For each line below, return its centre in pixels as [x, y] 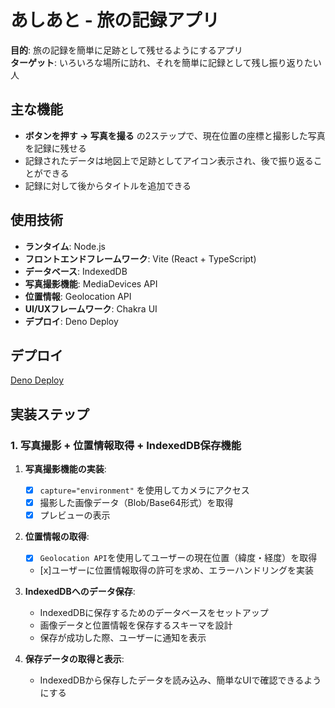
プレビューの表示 [75, 515]
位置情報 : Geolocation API [78, 296]
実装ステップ [50, 414]
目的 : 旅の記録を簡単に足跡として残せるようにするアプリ [126, 50]
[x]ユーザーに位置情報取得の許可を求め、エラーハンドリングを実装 [176, 570]
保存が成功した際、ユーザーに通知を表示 [123, 638]
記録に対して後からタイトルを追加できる [108, 185]
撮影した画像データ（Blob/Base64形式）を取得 [136, 503]
